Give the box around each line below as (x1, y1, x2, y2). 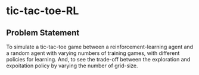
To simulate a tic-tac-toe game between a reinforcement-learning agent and (6, 43, 194, 50)
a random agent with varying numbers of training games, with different (6, 50, 180, 57)
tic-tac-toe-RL (6, 4, 79, 18)
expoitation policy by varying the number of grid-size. (6, 62, 138, 69)
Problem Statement (6, 28, 80, 38)
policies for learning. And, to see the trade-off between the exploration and (6, 56, 191, 63)
